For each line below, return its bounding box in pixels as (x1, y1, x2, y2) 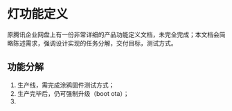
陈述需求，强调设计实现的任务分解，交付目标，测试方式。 (12, 39, 177, 47)
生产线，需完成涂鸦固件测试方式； (17, 81, 115, 89)
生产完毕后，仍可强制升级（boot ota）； (17, 89, 130, 97)
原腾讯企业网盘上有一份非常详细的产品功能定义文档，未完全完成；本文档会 (7, 30, 220, 39)
